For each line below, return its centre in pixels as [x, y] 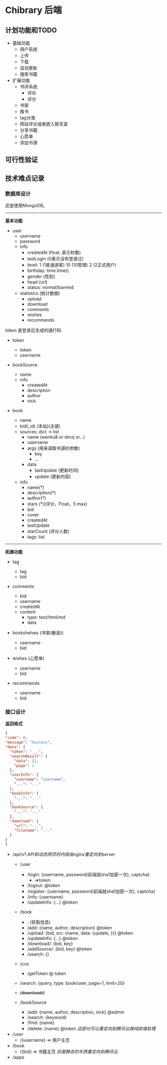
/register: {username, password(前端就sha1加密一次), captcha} [91, 891]
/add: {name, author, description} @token [70, 928]
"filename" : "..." [33, 830]
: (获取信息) [39, 922]
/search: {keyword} [47, 1017]
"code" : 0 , [16, 738]
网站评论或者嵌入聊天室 [44, 124]
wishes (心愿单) [28, 658]
